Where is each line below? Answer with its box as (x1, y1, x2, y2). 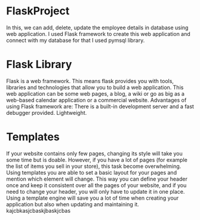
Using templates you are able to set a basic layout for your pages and (6, 169, 177, 176)
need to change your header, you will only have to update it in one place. (6, 188, 185, 195)
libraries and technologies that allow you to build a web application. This (6, 84, 184, 91)
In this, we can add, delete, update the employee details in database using (6, 24, 189, 31)
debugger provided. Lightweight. (6, 109, 87, 116)
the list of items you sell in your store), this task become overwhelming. (6, 163, 181, 170)
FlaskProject (6, 4, 70, 18)
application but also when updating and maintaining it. (6, 200, 139, 207)
